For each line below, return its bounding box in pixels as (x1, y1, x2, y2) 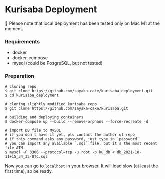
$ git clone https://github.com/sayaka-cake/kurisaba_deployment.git (5, 88, 153, 93)
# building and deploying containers (5, 114, 84, 120)
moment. (5, 25, 23, 31)
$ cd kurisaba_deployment (5, 93, 59, 98)
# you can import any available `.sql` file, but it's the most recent (5, 141, 157, 146)
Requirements (5, 38, 40, 45)
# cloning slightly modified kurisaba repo (5, 101, 97, 106)
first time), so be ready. (5, 168, 53, 174)
